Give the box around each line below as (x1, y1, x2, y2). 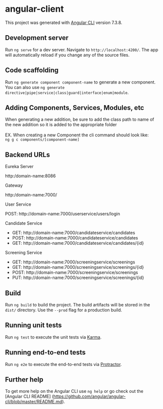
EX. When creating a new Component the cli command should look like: (5, 132, 149, 138)
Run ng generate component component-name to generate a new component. (5, 79, 156, 85)
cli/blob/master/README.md (5, 399, 62, 405)
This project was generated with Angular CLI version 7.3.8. (5, 20, 122, 25)
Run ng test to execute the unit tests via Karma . (5, 334, 102, 340)
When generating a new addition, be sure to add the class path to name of (5, 116, 155, 123)
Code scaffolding (5, 66, 59, 74)
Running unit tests (5, 321, 62, 329)
